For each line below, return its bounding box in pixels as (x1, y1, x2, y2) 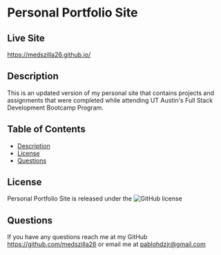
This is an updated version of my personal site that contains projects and (7, 88, 215, 97)
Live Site (7, 32, 45, 44)
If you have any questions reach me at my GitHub (7, 233, 148, 241)
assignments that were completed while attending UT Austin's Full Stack (7, 96, 213, 104)
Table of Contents (7, 123, 86, 135)
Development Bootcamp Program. (7, 103, 104, 112)
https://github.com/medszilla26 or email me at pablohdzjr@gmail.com (7, 240, 206, 249)
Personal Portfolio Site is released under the (7, 194, 133, 203)
